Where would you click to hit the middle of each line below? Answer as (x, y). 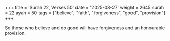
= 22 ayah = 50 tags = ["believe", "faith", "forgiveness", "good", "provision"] (85, 13)
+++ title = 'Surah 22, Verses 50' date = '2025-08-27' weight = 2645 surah (84, 7)
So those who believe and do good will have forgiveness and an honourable (85, 28)
